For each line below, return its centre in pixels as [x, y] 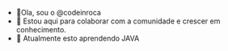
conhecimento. [41, 30]
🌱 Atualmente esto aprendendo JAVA [78, 38]
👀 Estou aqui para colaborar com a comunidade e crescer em [118, 21]
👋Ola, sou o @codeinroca [58, 13]
